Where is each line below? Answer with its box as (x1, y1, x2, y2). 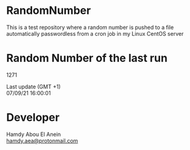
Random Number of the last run (6, 51, 168, 65)
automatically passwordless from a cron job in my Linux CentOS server (6, 30, 184, 37)
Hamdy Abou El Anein (6, 131, 61, 138)
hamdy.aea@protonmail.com (6, 137, 78, 144)
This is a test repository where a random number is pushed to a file (6, 24, 174, 31)
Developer (6, 111, 59, 125)
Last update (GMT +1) (6, 83, 61, 90)
